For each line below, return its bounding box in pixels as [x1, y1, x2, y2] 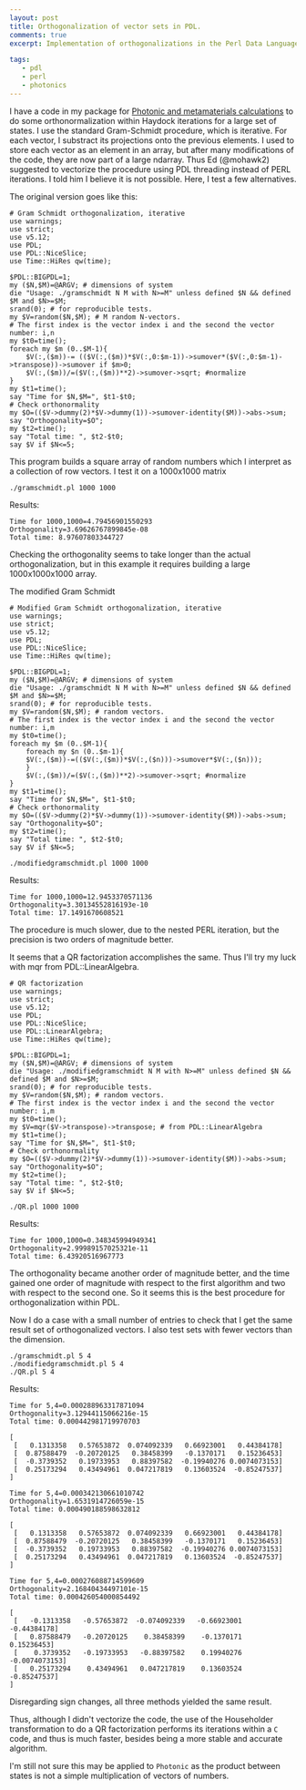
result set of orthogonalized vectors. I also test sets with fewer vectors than [9, 1323, 293, 1335]
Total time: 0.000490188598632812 [9, 1505, 141, 1514]
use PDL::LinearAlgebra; [9, 1026, 104, 1035]
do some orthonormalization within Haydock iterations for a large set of [9, 115, 277, 126]
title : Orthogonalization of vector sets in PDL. [9, 22, 202, 31]
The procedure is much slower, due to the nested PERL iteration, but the [9, 924, 280, 935]
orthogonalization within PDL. [9, 1296, 120, 1308]
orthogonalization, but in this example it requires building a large [9, 558, 250, 570]
